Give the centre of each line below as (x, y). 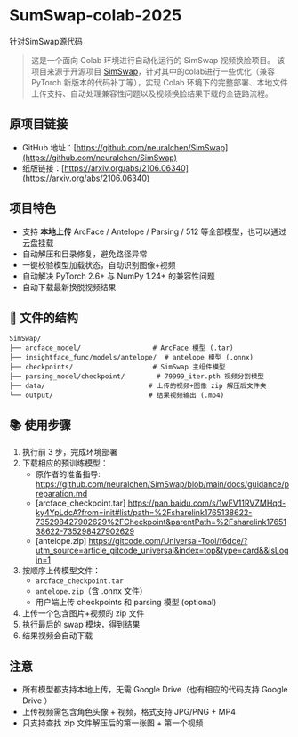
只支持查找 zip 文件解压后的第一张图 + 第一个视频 (113, 723)
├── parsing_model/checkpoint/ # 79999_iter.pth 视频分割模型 (137, 377)
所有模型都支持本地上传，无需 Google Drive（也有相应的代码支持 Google (155, 689)
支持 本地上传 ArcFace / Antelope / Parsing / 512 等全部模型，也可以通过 (154, 231)
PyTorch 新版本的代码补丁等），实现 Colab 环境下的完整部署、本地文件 (160, 82)
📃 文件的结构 (44, 317)
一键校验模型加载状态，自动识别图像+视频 (99, 264)
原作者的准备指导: (68, 474)
